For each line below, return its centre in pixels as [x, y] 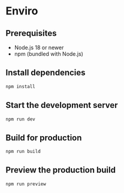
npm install [20, 86]
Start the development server [62, 105]
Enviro [22, 11]
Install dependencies [46, 73]
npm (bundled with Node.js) [49, 54]
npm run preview [26, 184]
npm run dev [20, 119]
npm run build [23, 152]
